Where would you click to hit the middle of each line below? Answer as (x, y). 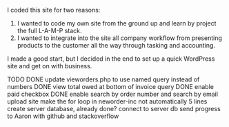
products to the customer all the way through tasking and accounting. (116, 45)
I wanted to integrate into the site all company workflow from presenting (120, 38)
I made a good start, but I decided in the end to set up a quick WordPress (111, 59)
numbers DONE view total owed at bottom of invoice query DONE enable (110, 87)
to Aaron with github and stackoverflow (63, 116)
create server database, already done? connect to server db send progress (114, 109)
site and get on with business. (50, 66)
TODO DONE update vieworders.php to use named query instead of (103, 79)
